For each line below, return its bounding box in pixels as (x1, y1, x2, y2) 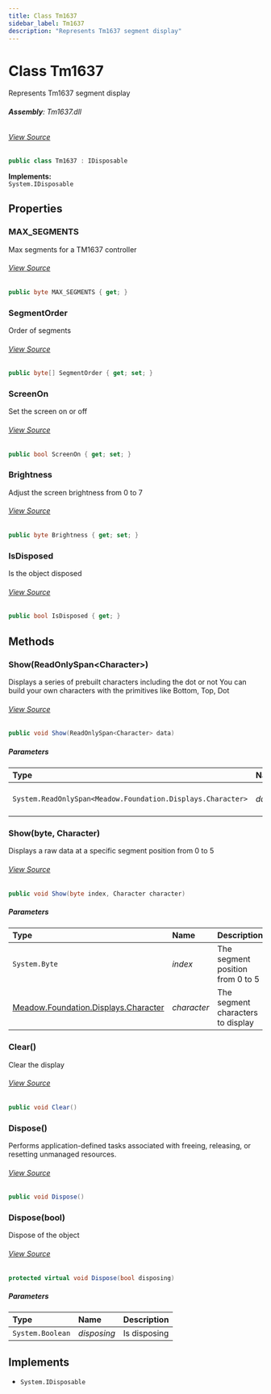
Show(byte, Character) (8, 828, 101, 839)
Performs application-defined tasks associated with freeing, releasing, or (8, 1141, 252, 1151)
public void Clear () (8, 1103, 78, 1111)
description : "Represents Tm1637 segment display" (8, 27, 182, 35)
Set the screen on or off (8, 406, 87, 416)
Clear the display (8, 1059, 65, 1069)
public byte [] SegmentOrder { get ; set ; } (8, 369, 153, 377)
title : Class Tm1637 (8, 11, 78, 20)
